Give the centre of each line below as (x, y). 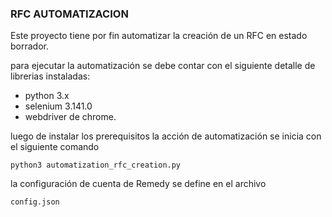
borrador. (29, 46)
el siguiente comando (55, 147)
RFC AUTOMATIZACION (69, 14)
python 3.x (47, 96)
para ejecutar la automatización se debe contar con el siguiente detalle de (163, 66)
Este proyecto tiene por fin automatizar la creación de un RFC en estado (159, 36)
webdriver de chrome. (70, 117)
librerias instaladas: (50, 76)
